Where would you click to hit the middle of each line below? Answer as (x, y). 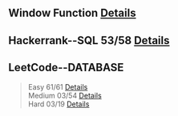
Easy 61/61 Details (58, 86)
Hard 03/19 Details (59, 104)
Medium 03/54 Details (65, 95)
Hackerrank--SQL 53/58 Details (89, 40)
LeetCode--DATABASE (66, 68)
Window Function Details (72, 13)
